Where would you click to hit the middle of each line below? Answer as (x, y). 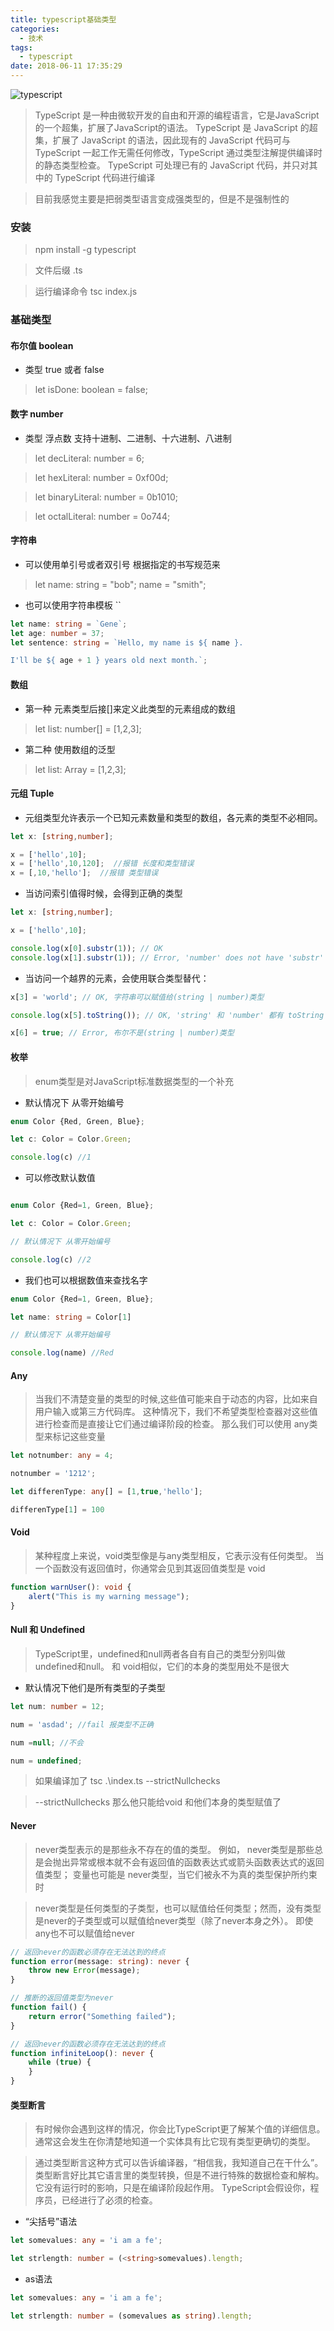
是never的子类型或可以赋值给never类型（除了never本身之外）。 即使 (174, 1920)
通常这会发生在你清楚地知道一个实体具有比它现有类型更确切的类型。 (175, 2142)
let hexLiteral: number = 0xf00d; (101, 477)
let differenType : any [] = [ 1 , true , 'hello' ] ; (106, 1492)
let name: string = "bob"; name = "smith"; (120, 584)
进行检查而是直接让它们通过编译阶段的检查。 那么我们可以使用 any (172, 1424)
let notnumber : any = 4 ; (62, 1456)
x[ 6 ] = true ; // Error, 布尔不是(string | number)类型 (122, 1033)
